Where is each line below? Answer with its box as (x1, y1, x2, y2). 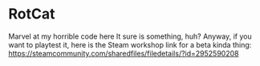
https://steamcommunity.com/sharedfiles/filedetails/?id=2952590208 (8, 48, 239, 58)
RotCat (8, 5, 55, 23)
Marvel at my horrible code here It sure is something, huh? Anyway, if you (8, 31, 252, 41)
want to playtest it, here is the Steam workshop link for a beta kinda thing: (8, 39, 252, 49)
